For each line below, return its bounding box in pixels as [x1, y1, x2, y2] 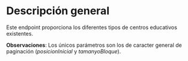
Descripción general [6, 4, 110, 18]
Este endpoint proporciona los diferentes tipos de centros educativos [6, 24, 177, 31]
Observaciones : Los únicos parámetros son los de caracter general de [6, 41, 182, 49]
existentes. [6, 30, 34, 37]
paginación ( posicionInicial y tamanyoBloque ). [6, 47, 121, 54]
